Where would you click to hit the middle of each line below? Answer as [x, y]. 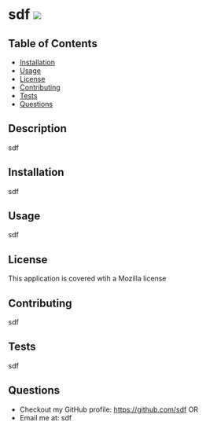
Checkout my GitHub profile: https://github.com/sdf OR [109, 409]
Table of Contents [53, 44]
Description [37, 128]
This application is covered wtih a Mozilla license [87, 279]
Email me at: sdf [46, 417]
